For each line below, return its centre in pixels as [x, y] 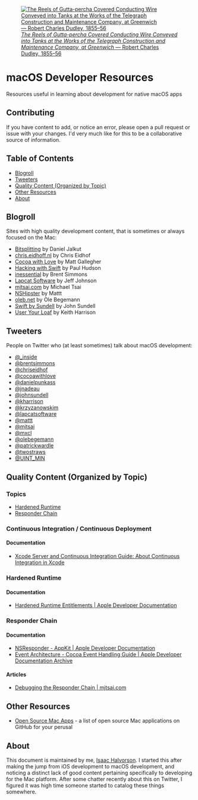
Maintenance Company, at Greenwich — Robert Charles [90, 47]
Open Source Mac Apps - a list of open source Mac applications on [97, 721]
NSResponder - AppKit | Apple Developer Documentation [85, 648]
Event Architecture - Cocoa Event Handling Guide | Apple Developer [98, 655]
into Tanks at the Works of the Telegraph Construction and [93, 41]
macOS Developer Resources [80, 78]
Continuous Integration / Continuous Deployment [79, 528]
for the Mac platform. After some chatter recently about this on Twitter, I [94, 779]
